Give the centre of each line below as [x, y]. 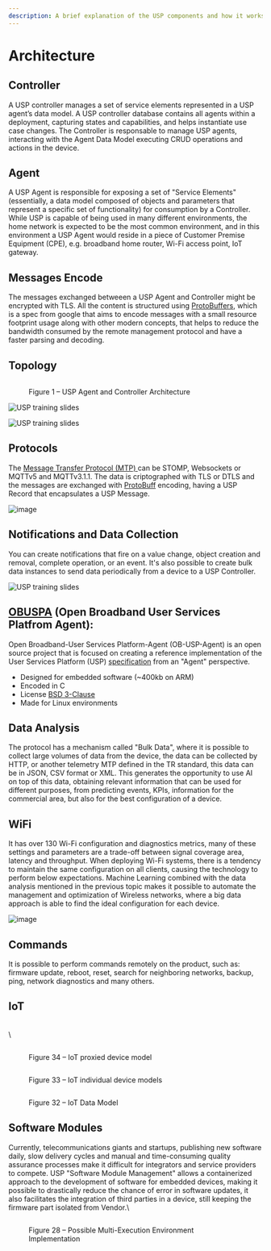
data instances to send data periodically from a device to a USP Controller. [132, 571]
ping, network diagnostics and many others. [81, 981]
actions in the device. [44, 148]
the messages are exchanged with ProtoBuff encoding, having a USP [123, 485]
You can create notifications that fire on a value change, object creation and [134, 554]
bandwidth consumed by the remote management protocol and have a [125, 332]
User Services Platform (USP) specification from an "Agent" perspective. [129, 661]
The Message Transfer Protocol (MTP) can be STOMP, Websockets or [125, 468]
